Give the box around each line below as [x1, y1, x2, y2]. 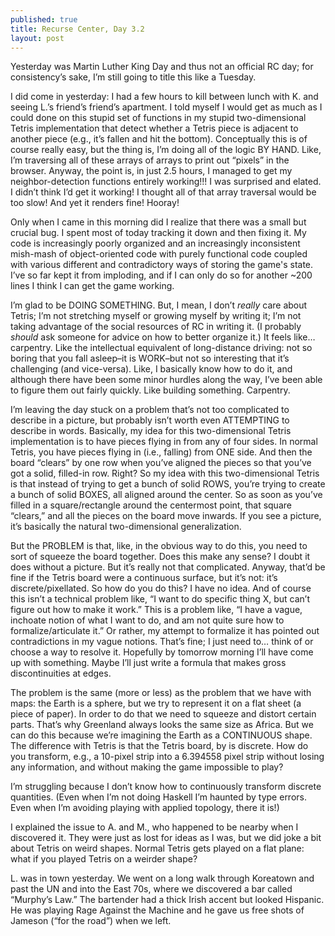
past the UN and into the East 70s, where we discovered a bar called [10, 883, 293, 895]
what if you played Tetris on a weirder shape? [10, 853, 198, 865]
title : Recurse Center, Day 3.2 [10, 24, 145, 34]
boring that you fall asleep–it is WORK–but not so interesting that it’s [10, 352, 290, 365]
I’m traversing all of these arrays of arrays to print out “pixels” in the [10, 154, 290, 166]
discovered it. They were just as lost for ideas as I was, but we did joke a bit [10, 832, 322, 844]
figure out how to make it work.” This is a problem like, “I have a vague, [10, 604, 303, 616]
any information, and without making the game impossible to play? [10, 761, 284, 773]
